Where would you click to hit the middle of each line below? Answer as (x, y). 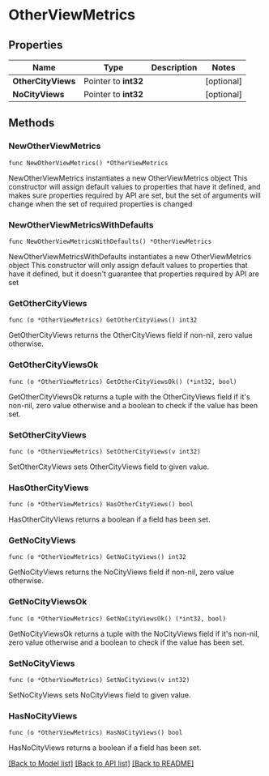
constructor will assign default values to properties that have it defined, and (134, 186)
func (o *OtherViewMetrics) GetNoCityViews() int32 (97, 557)
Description (174, 68)
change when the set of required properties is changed (100, 203)
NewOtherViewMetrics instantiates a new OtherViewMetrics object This (128, 178)
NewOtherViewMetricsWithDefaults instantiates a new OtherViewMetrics (130, 256)
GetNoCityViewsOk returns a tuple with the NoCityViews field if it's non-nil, (134, 633)
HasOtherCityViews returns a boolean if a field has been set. (109, 519)
